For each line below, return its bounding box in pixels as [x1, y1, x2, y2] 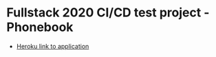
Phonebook [6, 19, 74, 35]
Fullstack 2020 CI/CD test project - [6, 5, 210, 21]
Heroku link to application [16, 42, 89, 50]
